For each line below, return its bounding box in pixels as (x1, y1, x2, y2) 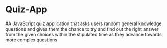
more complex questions (5, 37, 58, 43)
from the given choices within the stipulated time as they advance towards (5, 31, 162, 37)
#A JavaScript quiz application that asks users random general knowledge (5, 20, 162, 27)
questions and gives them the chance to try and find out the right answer (5, 26, 159, 32)
